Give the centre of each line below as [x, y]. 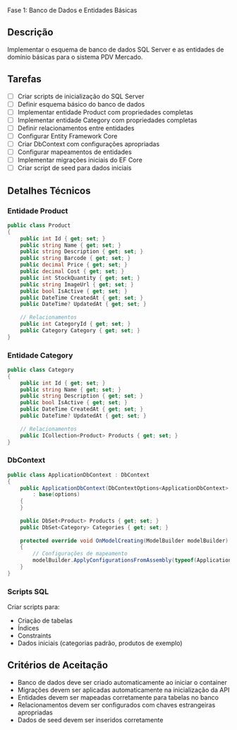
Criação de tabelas [45, 620]
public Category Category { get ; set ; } [80, 330]
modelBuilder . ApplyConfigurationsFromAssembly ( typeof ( [115, 560]
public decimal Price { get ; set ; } [74, 265]
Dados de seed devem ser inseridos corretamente [90, 719]
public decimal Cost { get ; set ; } [72, 271]
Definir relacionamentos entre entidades [76, 128]
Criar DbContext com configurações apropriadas [89, 144]
